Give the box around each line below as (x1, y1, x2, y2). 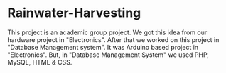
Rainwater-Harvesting (7, 5, 141, 21)
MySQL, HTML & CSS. (7, 58, 72, 66)
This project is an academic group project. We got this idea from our (7, 28, 208, 36)
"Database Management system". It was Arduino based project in (7, 43, 199, 51)
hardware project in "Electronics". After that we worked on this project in (7, 35, 220, 44)
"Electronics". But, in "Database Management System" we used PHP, (7, 51, 210, 59)
